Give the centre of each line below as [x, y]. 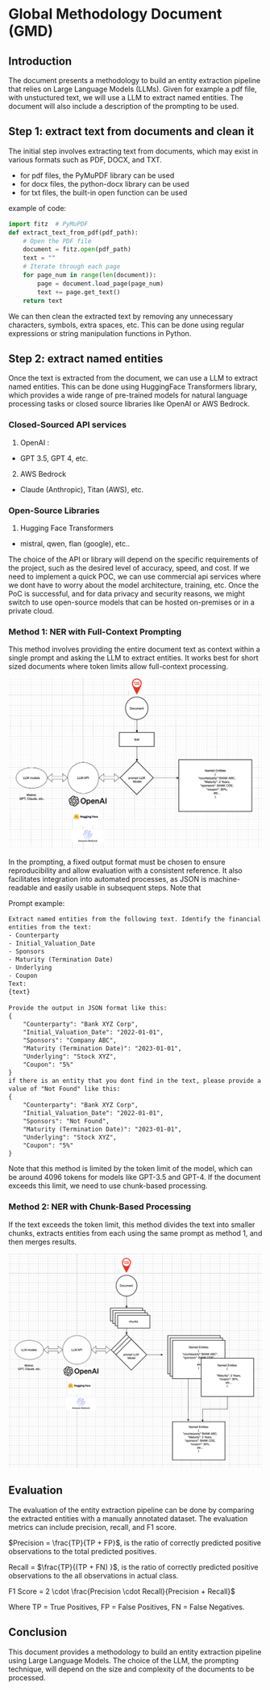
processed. [27, 1677]
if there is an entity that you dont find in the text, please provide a [135, 1081]
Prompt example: [37, 904]
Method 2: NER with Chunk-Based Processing [100, 1207]
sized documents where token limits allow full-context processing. [118, 667]
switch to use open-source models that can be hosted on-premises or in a [132, 602]
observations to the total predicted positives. [83, 1551]
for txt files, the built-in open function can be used [104, 192]
